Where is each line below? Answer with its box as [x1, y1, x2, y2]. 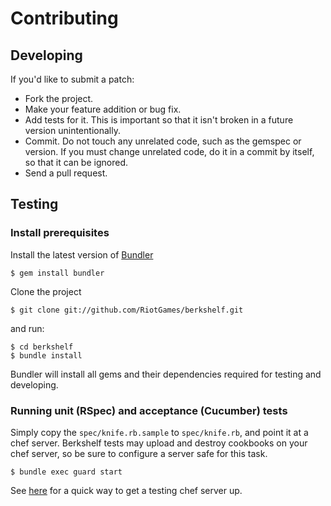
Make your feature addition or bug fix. [24, 103, 182, 115]
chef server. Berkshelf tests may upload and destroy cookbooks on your [10, 437, 308, 449]
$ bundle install [10, 350, 83, 361]
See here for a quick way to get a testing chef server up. [10, 484, 243, 496]
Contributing [10, 7, 119, 30]
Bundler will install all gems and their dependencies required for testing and [10, 368, 322, 380]
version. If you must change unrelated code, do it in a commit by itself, [24, 146, 315, 157]
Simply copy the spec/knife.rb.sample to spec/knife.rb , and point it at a [10, 426, 309, 438]
